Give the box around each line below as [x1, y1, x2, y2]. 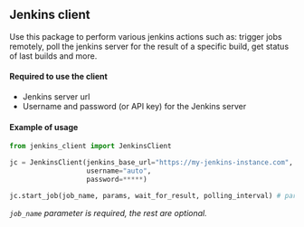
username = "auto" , [86, 166, 152, 175]
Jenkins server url [22, 91, 90, 102]
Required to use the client [9, 71, 109, 82]
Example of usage [9, 121, 79, 132]
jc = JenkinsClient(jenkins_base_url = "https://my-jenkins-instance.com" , [9, 158, 294, 167]
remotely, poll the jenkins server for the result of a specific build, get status [9, 41, 290, 52]
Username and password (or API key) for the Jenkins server [22, 101, 247, 112]
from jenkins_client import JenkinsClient [9, 142, 172, 151]
